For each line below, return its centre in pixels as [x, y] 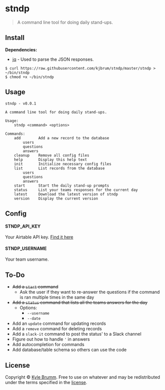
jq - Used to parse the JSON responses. [53, 59]
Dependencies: [21, 49]
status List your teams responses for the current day [76, 190]
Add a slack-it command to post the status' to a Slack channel [77, 334]
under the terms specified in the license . [46, 382]
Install [15, 38]
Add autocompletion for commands [48, 345]
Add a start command [35, 287]
